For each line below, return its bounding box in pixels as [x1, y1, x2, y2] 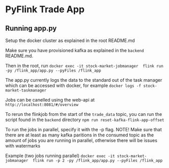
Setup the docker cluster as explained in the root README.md [5, 37, 135, 43]
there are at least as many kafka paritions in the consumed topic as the [5, 132, 154, 138]
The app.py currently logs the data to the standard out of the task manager [5, 77, 162, 83]
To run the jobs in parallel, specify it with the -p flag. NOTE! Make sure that [5, 127, 162, 132]
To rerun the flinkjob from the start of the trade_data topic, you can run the [5, 111, 162, 117]
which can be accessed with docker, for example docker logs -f [5, 83, 142, 88]
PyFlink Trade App [5, 4, 85, 15]
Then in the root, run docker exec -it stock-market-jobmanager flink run [5, 63, 164, 68]
